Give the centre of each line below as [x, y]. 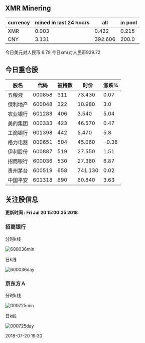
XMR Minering [28, 8]
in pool [128, 22]
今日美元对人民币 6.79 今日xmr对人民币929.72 [53, 52]
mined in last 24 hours [62, 22]
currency [19, 22]
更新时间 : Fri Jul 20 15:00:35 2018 [42, 213]
